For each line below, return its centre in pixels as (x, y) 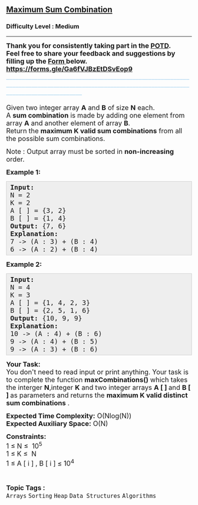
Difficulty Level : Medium (43, 27)
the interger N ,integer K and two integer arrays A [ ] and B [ (98, 387)
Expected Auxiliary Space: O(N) (57, 423)
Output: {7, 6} (38, 226)
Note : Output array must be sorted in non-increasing (90, 151)
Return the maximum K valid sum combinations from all (94, 131)
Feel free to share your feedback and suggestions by (91, 53)
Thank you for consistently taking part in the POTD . (89, 45)
